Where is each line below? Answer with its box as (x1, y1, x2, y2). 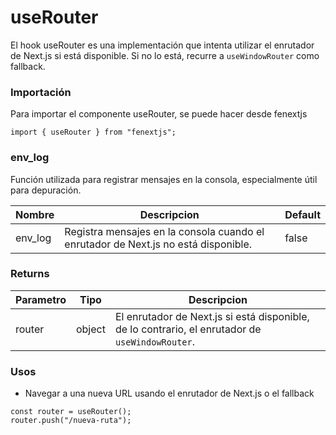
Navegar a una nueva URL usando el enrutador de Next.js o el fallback (24, 387, 315, 400)
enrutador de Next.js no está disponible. (64, 237, 253, 251)
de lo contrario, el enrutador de (114, 322, 262, 336)
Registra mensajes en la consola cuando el (64, 224, 265, 238)
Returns (10, 267, 50, 281)
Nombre (15, 207, 55, 221)
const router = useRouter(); (10, 407, 132, 417)
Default (284, 207, 321, 221)
